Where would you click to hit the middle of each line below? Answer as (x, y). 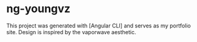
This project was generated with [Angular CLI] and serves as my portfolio (98, 26)
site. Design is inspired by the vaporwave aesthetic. (71, 32)
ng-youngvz (39, 9)
